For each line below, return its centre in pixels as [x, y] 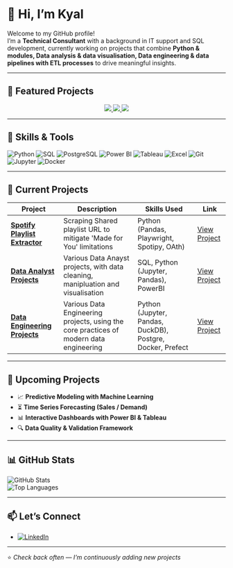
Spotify [23, 225]
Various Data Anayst [96, 258]
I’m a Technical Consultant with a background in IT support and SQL [106, 40]
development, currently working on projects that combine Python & [103, 48]
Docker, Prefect [163, 348]
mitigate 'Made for [93, 238]
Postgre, [151, 339]
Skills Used [164, 209]
